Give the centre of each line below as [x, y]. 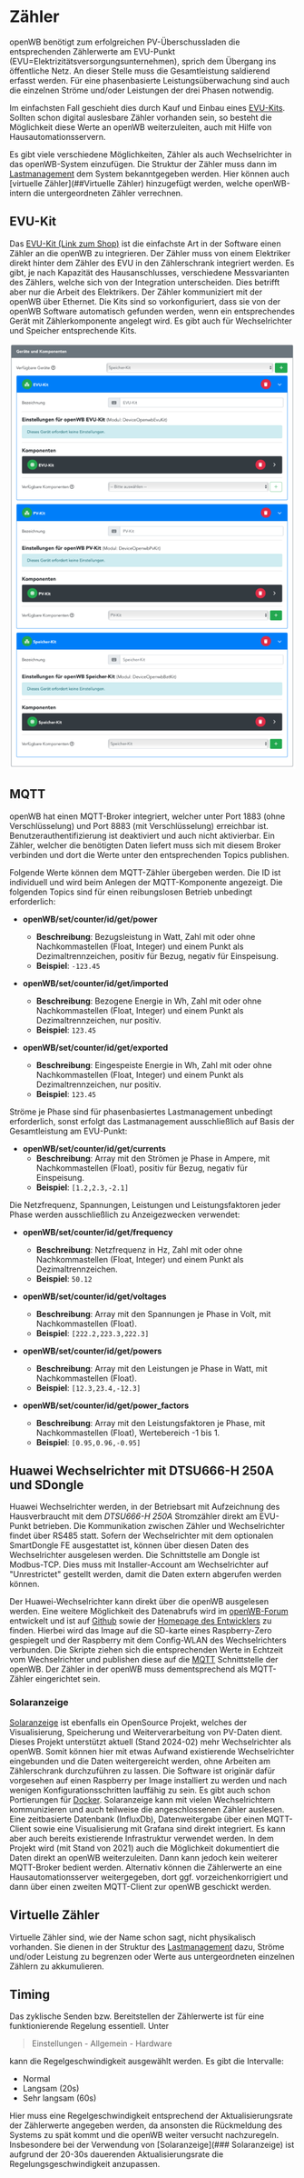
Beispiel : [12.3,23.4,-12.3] [88, 1387]
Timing [29, 1994]
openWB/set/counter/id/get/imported [95, 983]
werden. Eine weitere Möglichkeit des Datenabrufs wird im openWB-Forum [149, 1612]
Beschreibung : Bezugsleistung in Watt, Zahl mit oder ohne [146, 936]
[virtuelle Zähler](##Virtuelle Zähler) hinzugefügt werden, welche [131, 183]
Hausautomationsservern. [58, 136]
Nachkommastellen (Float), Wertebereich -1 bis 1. [128, 1433]
